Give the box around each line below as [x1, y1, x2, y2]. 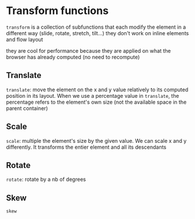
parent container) [6, 104, 48, 112]
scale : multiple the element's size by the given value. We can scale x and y [6, 137, 187, 144]
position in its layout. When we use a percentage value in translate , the [6, 92, 180, 99]
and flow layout [6, 36, 43, 43]
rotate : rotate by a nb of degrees [6, 176, 86, 183]
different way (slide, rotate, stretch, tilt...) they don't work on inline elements [6, 29, 189, 36]
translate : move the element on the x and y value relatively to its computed [6, 86, 189, 93]
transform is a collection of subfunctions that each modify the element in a [6, 23, 186, 30]
